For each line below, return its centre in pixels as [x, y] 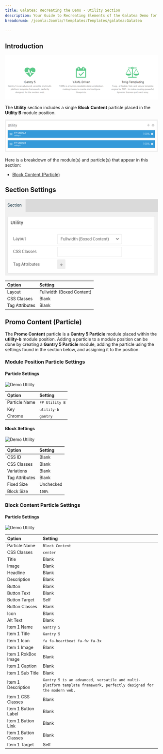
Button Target [21, 600]
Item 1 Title [18, 634]
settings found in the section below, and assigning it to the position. [72, 349]
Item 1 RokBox [22, 654]
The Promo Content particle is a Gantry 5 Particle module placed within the [81, 334]
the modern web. [59, 690]
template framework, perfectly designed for [108, 685]
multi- [134, 680]
